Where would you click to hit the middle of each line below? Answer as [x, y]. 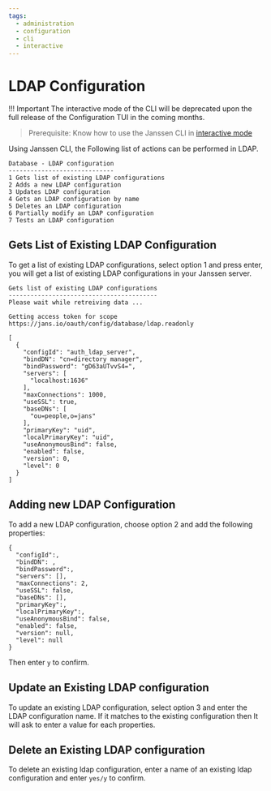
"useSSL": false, [45, 590]
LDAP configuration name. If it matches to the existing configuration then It [133, 716]
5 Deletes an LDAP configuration [65, 206]
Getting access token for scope [63, 316]
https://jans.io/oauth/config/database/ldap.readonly [101, 324]
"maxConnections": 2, [52, 583]
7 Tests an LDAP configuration [61, 221]
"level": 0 [41, 466]
